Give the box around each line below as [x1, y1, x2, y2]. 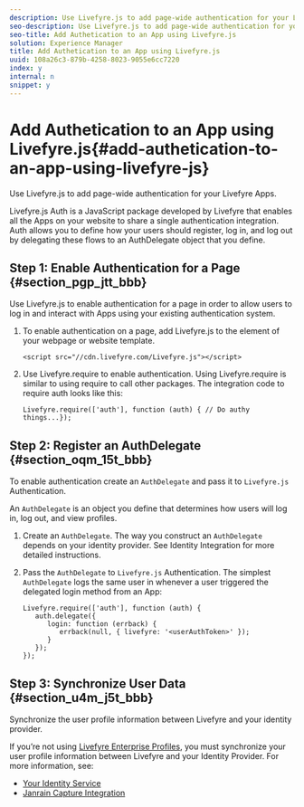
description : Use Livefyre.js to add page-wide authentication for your [9, 13, 290, 23]
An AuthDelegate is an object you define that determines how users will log [9, 503, 288, 514]
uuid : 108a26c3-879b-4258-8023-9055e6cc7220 [9, 55, 180, 64]
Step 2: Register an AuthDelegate [9, 438, 202, 453]
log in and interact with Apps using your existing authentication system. [9, 309, 276, 319]
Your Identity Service [22, 778, 101, 788]
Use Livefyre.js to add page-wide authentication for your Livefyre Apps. [9, 187, 278, 199]
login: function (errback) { [46, 620, 157, 629]
